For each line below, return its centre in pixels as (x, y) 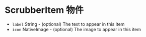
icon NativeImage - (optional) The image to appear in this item (77, 29)
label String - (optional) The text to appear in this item (68, 24)
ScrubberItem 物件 (44, 10)
